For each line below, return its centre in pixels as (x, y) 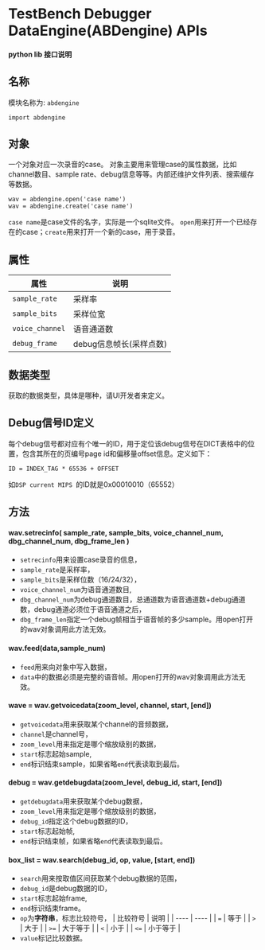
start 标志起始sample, (56, 753)
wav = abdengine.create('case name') (71, 206)
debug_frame (35, 344)
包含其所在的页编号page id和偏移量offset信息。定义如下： (117, 454)
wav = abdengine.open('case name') (67, 200)
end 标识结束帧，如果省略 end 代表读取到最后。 (93, 841)
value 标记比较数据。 (53, 938)
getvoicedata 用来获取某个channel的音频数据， (96, 724)
